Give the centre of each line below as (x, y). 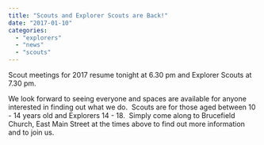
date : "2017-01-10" (40, 23)
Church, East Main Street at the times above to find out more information (127, 124)
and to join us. (31, 132)
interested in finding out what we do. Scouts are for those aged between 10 (132, 107)
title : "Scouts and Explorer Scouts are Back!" (88, 15)
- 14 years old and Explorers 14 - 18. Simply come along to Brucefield (122, 115)
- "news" (30, 45)
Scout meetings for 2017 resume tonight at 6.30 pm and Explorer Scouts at (130, 75)
